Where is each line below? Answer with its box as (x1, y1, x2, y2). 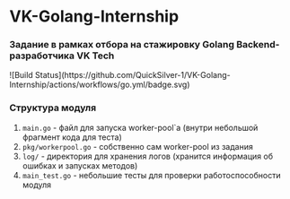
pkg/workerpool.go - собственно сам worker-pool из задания (22, 141, 253, 151)
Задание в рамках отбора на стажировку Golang (9, 39, 235, 51)
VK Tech (75, 49, 115, 62)
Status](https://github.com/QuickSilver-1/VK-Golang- (34, 70, 231, 81)
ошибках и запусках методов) (22, 160, 138, 171)
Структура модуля (9, 101, 97, 114)
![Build (9, 70, 33, 81)
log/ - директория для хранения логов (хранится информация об (22, 151, 274, 161)
